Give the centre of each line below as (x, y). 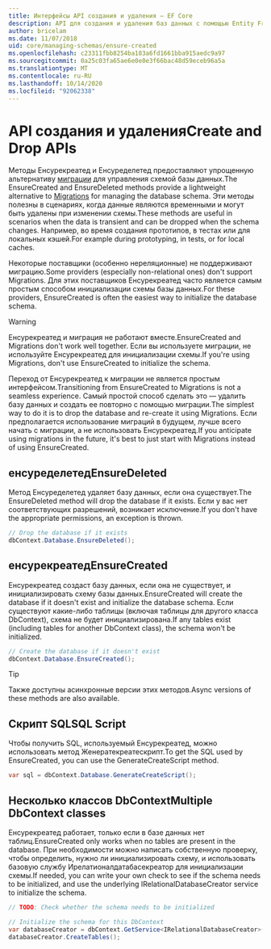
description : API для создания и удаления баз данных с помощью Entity (131, 23)
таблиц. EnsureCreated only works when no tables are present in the (122, 841)
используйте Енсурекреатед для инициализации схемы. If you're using (129, 355)
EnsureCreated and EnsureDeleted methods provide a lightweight (117, 187)
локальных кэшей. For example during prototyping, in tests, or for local (126, 239)
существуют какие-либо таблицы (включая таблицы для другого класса (133, 611)
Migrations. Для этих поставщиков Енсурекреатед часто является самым (135, 280)
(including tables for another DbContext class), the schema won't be (122, 628)
